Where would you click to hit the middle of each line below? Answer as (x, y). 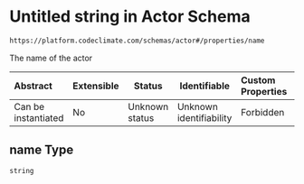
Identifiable (205, 86)
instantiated (39, 117)
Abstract (33, 86)
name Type (42, 150)
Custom (258, 80)
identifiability (204, 117)
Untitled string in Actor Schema (130, 17)
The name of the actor (51, 58)
